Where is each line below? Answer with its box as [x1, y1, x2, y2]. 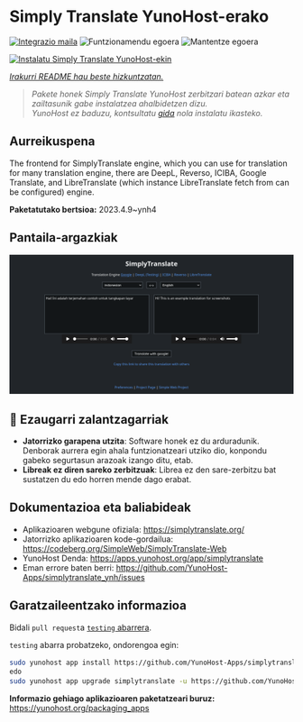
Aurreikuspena [9, 133, 96, 150]
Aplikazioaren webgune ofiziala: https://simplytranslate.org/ [22, 524, 245, 535]
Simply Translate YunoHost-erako [9, 6, 269, 27]
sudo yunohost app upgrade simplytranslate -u [9, 677, 188, 686]
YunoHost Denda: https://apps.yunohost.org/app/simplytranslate [22, 553, 264, 563]
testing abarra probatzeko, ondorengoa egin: [9, 639, 179, 650]
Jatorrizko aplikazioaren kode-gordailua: [22, 534, 174, 544]
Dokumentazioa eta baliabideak [9, 500, 191, 516]
